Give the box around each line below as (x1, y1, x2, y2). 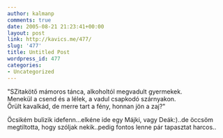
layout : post (7, 29, 45, 37)
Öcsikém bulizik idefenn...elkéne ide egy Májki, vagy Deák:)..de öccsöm (7, 115, 214, 123)
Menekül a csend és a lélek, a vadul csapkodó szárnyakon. (7, 94, 176, 103)
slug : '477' (7, 42, 42, 49)
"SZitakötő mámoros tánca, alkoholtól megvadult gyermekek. (7, 87, 183, 96)
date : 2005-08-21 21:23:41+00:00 (7, 23, 105, 30)
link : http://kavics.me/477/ (7, 36, 92, 43)
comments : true (7, 17, 52, 24)
